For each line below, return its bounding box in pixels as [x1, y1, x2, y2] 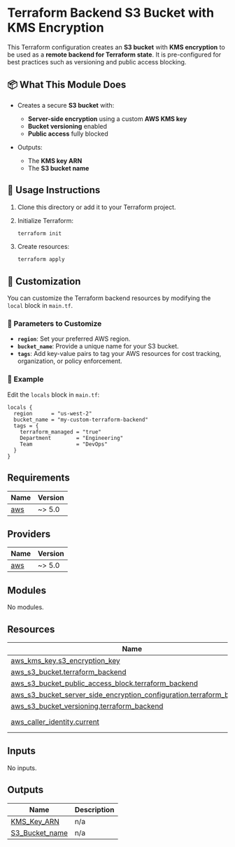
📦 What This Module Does [7, 79, 127, 91]
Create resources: [17, 243, 70, 251]
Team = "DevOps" [20, 441, 108, 448]
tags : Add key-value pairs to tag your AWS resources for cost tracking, [17, 350, 222, 358]
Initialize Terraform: [17, 216, 74, 225]
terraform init [17, 229, 62, 237]
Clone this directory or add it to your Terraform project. [17, 203, 176, 211]
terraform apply [17, 256, 65, 263]
